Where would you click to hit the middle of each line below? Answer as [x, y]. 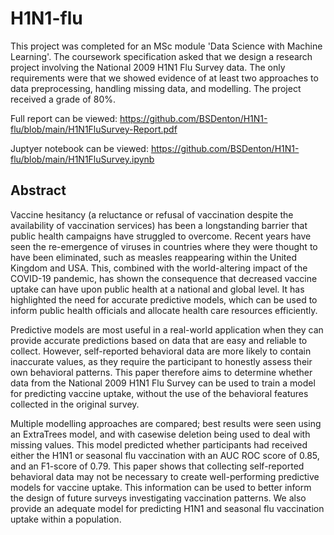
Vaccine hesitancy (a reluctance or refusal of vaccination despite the [152, 214]
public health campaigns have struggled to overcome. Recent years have [161, 236]
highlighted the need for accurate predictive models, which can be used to [164, 299]
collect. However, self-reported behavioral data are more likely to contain [161, 351]
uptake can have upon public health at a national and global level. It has [157, 289]
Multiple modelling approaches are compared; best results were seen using [166, 423]
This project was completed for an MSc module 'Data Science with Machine [166, 46]
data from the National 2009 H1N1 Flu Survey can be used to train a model [163, 383]
